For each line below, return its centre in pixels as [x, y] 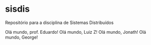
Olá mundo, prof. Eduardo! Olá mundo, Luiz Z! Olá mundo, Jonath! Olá [75, 32]
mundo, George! [22, 37]
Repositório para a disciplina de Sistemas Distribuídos [59, 22]
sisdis [17, 9]
